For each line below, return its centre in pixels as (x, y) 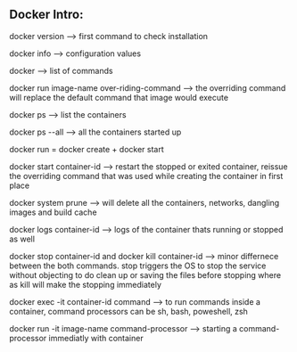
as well (22, 239)
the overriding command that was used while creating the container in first (146, 176)
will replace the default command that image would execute (119, 97)
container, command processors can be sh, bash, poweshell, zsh (128, 311)
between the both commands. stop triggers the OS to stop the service (138, 266)
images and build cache (53, 212)
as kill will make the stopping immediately (86, 284)
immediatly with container (96, 338)
